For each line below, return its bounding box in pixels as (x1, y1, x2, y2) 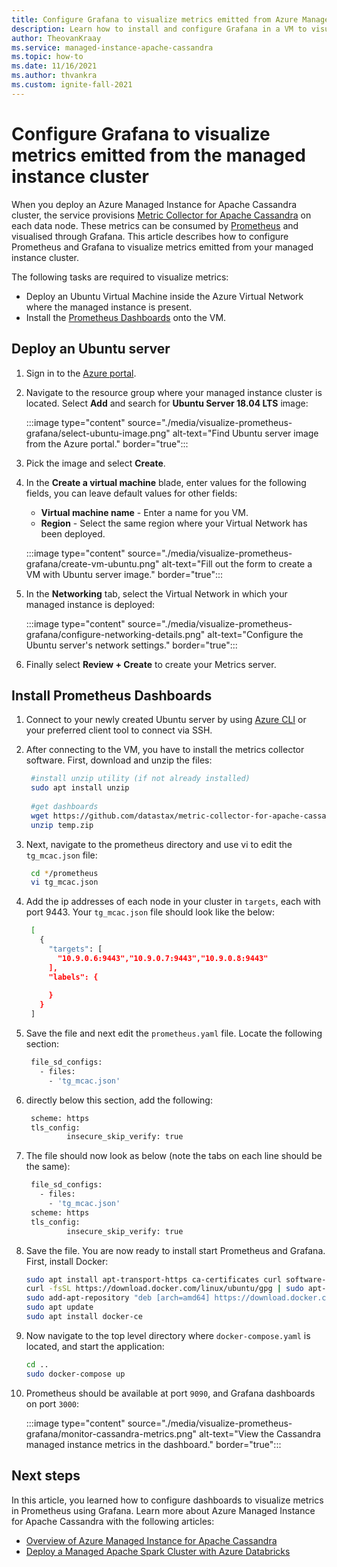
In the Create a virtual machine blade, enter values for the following (25, 476, 307, 488)
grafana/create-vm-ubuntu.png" (25, 557, 160, 570)
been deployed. (40, 527, 106, 540)
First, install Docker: (25, 1255, 109, 1267)
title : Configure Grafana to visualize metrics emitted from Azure (11, 14, 299, 25)
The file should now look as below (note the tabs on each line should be (25, 1150, 323, 1162)
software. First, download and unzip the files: (25, 754, 213, 766)
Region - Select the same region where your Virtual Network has (40, 517, 308, 529)
